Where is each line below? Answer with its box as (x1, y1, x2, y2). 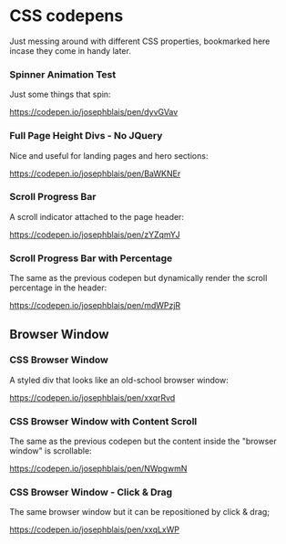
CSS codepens (9, 5, 124, 26)
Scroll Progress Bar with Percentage (9, 252, 173, 265)
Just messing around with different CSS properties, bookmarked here (9, 36, 271, 47)
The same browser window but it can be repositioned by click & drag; (9, 507, 271, 518)
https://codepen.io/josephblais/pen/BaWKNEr (9, 168, 181, 179)
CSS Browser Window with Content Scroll (9, 414, 198, 427)
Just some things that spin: (9, 89, 111, 100)
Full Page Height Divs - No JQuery (9, 130, 163, 142)
